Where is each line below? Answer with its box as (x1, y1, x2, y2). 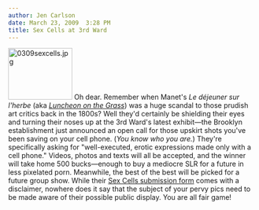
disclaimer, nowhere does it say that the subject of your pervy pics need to (8, 184, 251, 193)
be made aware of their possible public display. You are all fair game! (8, 193, 232, 202)
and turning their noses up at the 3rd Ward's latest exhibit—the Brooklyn (8, 117, 242, 127)
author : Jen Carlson (8, 11, 76, 20)
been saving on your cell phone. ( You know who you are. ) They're (8, 134, 223, 144)
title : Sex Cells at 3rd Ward (8, 26, 108, 34)
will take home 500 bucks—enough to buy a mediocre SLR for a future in (8, 159, 244, 169)
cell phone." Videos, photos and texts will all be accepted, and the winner (8, 151, 246, 160)
